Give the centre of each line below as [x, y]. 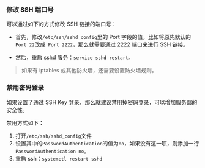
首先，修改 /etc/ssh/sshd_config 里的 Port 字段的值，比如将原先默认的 [103, 37]
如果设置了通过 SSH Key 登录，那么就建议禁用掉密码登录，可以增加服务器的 [102, 102]
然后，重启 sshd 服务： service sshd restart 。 [74, 58]
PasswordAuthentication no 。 [52, 151]
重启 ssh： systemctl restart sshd [59, 158]
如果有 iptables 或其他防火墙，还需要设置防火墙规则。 [89, 71]
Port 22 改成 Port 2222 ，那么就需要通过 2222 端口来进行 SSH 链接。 [102, 44]
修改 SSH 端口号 [30, 9]
